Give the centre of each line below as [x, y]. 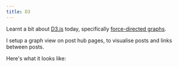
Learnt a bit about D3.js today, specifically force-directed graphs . [86, 29]
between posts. [25, 47]
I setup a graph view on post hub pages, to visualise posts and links [89, 40]
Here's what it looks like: [36, 58]
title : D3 [18, 12]
